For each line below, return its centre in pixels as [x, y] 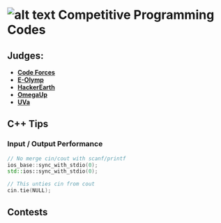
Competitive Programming [136, 15]
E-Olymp [30, 80]
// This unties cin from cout [51, 184]
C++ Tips [28, 124]
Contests [28, 212]
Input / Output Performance [55, 144]
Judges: [25, 56]
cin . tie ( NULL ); [29, 191]
